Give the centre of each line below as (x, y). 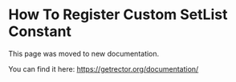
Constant (40, 31)
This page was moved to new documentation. (84, 53)
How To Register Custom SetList (118, 15)
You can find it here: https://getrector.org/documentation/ (104, 68)
